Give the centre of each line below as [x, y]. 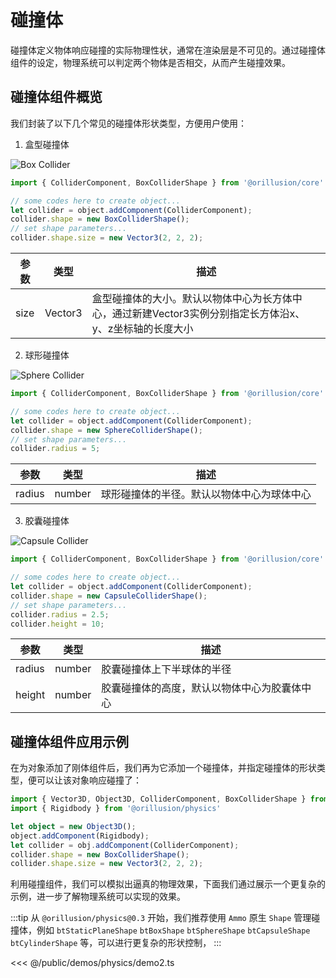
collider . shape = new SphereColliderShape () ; [106, 430]
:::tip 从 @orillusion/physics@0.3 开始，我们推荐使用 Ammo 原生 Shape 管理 [161, 918]
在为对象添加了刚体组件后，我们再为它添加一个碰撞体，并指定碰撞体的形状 [163, 768]
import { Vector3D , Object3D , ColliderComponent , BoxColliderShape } [158, 799]
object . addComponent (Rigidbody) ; [80, 836]
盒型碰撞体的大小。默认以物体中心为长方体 [192, 298]
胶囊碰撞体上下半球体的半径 [166, 669]
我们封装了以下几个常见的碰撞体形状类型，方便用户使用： [128, 123]
